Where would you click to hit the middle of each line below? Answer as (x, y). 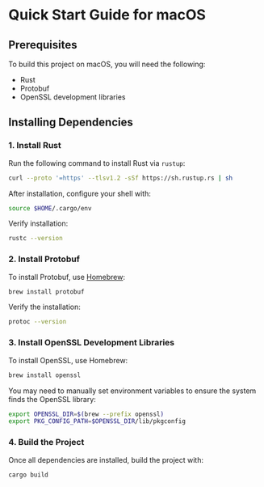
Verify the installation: (44, 307)
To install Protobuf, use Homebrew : (67, 277)
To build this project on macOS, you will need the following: (107, 64)
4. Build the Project (46, 443)
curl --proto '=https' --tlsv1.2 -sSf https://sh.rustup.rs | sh (120, 178)
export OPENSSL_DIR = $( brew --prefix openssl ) (86, 414)
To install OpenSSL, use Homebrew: (68, 360)
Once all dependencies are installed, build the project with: (106, 459)
